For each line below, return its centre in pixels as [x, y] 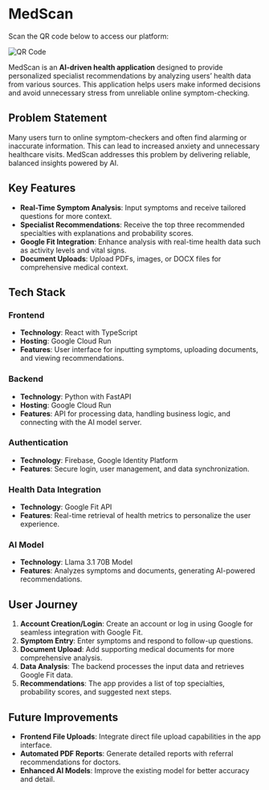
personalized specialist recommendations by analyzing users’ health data [130, 75]
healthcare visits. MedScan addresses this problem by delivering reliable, [129, 154]
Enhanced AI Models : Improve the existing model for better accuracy [134, 771]
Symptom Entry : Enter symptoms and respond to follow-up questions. [137, 641]
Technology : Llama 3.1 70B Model [76, 562]
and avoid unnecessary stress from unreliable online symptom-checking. [129, 92]
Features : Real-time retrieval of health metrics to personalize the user [135, 516]
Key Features [42, 188]
